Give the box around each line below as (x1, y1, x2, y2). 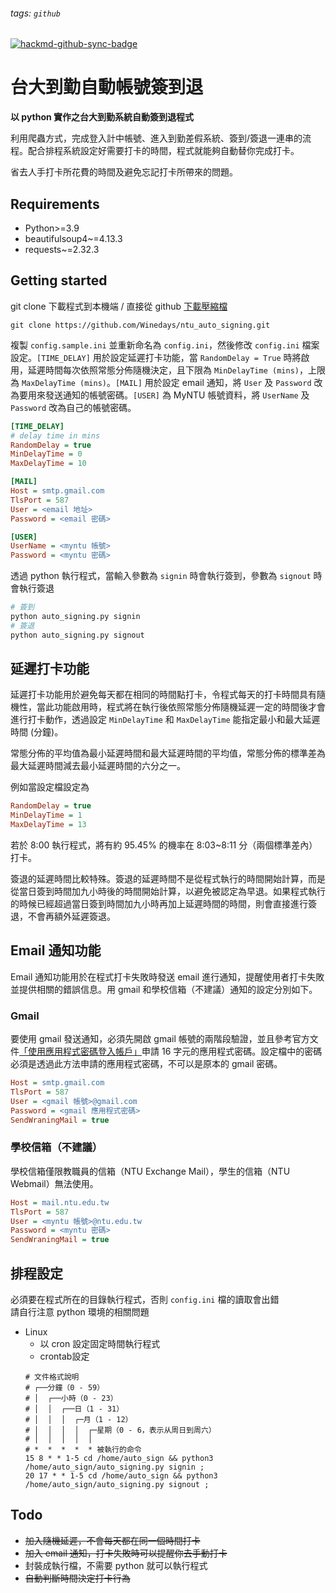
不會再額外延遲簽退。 (27, 910, 116, 923)
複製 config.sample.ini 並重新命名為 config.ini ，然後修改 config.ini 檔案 (10, 339, 320, 351)
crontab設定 (39, 1350, 90, 1363)
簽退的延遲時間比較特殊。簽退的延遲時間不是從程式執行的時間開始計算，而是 (10, 873, 326, 885)
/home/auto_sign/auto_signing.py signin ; (24, 1462, 205, 1473)
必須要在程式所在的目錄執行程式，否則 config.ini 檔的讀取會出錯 (10, 1294, 280, 1306)
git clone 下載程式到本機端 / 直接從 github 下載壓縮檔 (10, 300, 228, 312)
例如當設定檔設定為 (10, 781, 90, 793)
